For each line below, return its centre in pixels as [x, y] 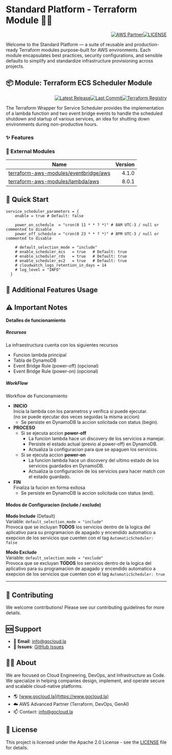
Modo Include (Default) [31, 516]
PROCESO [24, 428]
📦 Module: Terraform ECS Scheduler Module [79, 83]
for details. [17, 747]
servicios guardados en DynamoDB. [66, 466]
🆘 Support [23, 629]
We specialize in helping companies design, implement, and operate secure [85, 681]
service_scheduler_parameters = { [43, 211]
